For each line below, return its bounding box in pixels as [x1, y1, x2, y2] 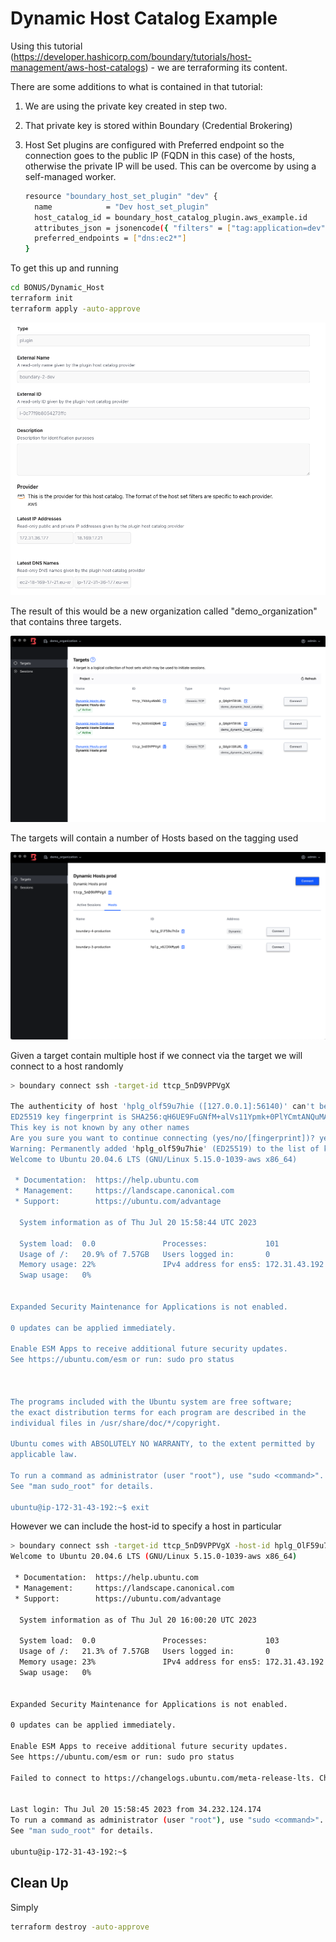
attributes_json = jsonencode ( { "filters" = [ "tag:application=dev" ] [34, 223, 330, 233]
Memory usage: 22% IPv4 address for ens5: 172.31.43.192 [19, 1260, 325, 1270]
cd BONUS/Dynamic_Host [10, 283, 105, 293]
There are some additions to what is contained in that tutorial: [10, 80, 263, 92]
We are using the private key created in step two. [24, 100, 228, 112]
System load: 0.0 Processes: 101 [19, 1238, 280, 1249]
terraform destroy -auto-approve [10, 1922, 150, 1932]
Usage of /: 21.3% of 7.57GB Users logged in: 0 [19, 1647, 271, 1657]
